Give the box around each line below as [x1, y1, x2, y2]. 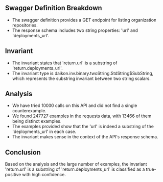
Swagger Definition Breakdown [5, 4, 102, 12]
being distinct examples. [12, 118, 62, 124]
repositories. [12, 22, 38, 28]
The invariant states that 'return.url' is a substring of [12, 60, 117, 66]
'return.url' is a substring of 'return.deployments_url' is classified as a [5, 166, 145, 172]
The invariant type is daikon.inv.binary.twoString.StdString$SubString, [12, 70, 154, 76]
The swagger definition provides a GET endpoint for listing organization [12, 17, 157, 23]
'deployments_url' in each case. [12, 129, 77, 134]
